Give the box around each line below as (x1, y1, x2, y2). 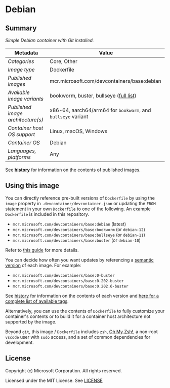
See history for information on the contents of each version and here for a (5, 293, 159, 299)
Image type (8, 66, 35, 73)
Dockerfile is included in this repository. (5, 211, 90, 217)
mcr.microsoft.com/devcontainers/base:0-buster (12, 273, 115, 278)
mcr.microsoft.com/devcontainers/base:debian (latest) (12, 221, 126, 227)
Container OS (8, 139, 40, 146)
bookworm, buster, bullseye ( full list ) (50, 92, 137, 99)
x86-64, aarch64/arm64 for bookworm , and (50, 107, 151, 114)
